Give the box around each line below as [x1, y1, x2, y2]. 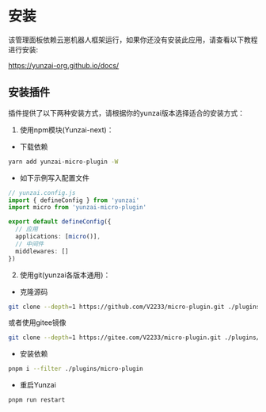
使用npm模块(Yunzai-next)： [19, 124, 114, 135]
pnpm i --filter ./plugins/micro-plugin [8, 365, 144, 373]
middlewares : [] [15, 247, 69, 255]
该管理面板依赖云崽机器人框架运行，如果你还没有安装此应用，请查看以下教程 [8, 35, 258, 44]
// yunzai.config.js [8, 189, 77, 196]
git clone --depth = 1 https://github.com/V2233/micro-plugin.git [8, 303, 225, 311]
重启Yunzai [19, 380, 57, 390]
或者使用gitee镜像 [8, 318, 66, 327]
